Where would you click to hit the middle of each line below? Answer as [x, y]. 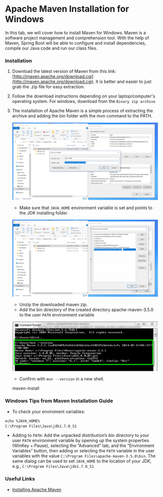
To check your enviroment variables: [49, 412]
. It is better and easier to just [122, 82]
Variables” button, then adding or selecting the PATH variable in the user [83, 451]
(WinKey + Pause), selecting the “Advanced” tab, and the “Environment [83, 446]
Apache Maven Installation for [67, 9]
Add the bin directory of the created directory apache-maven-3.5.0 [86, 310]
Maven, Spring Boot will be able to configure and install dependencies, [76, 43]
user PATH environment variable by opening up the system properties [81, 441]
